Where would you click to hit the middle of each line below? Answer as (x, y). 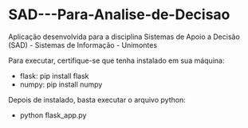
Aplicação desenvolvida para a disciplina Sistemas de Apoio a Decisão (124, 37)
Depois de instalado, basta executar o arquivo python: (97, 99)
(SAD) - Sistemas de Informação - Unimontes (83, 45)
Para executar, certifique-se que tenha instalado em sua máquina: (116, 60)
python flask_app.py (53, 115)
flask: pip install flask (54, 76)
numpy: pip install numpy (61, 84)
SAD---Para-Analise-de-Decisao (119, 15)
